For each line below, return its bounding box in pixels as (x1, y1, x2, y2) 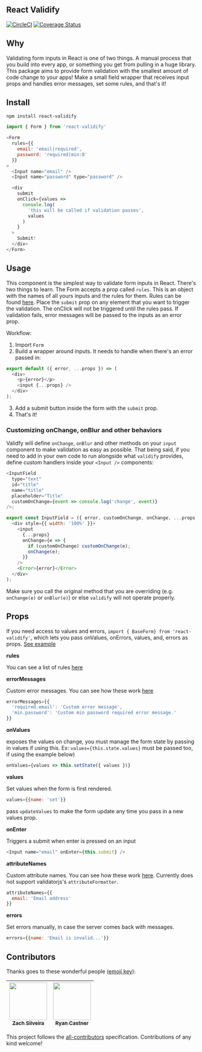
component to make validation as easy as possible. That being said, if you (6, 446, 190, 453)
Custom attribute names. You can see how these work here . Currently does (6, 871, 194, 879)
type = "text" (11, 476, 42, 482)
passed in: (14, 354, 41, 361)
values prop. (6, 814, 37, 821)
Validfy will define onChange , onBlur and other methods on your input (6, 439, 177, 447)
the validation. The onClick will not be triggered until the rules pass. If (6, 304, 179, 312)
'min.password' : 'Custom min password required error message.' (11, 710, 177, 716)
